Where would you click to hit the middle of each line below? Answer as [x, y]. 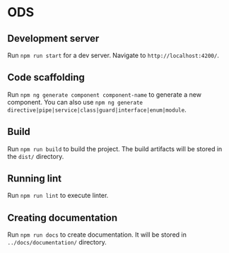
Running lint [35, 178]
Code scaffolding [46, 77]
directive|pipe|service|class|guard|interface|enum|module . [97, 110]
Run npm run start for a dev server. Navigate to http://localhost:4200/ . [113, 55]
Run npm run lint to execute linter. [58, 196]
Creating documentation [63, 217]
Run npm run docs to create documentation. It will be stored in [97, 235]
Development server [53, 39]
